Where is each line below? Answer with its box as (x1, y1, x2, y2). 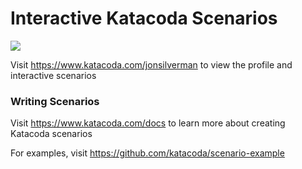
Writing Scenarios (10, 94, 100, 108)
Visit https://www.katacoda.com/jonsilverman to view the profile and (10, 58, 293, 71)
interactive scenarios (10, 69, 97, 81)
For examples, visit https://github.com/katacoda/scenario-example (10, 147, 285, 159)
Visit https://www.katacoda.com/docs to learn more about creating (10, 117, 286, 129)
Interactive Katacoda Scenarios (10, 7, 278, 30)
